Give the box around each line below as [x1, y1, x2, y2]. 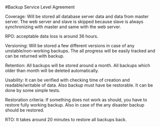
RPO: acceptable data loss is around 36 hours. [5, 34, 99, 39]
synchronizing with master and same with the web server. [5, 24, 121, 30]
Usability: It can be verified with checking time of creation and [5, 77, 130, 83]
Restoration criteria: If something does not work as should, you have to [5, 97, 147, 103]
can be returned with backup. [5, 53, 65, 59]
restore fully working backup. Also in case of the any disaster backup [5, 102, 145, 108]
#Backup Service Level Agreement [5, 4, 75, 10]
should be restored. [5, 107, 45, 113]
